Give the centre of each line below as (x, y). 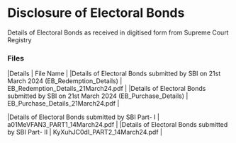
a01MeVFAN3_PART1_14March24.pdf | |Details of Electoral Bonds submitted (118, 125)
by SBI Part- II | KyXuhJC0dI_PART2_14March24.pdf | (85, 132)
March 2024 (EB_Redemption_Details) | (65, 81)
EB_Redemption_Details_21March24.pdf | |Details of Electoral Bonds (107, 89)
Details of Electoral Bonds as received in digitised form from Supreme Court (118, 32)
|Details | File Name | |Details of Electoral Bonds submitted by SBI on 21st (114, 74)
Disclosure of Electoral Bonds (96, 13)
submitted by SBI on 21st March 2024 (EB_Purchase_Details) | (98, 96)
